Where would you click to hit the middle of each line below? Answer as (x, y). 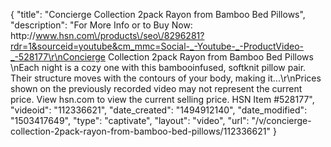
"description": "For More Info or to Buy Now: (101, 25)
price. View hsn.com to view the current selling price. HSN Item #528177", (162, 99)
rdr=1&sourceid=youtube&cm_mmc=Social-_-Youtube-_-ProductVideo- (157, 46)
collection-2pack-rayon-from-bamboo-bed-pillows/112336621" (140, 131)
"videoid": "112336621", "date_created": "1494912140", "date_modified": (159, 110)
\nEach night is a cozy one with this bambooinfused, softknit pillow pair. (158, 67)
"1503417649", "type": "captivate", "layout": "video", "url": (130, 120)
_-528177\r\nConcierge (58, 57)
